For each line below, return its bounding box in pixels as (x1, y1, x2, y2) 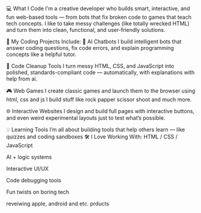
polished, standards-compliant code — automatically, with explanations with (6, 69, 195, 76)
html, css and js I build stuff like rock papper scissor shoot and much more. (6, 96, 192, 103)
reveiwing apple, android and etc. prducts (6, 200, 109, 207)
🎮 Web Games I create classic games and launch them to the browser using (6, 87, 196, 94)
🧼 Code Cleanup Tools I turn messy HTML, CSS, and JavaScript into (6, 63, 175, 69)
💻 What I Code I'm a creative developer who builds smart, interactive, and (6, 5, 190, 12)
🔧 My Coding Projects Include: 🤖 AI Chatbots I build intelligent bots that (6, 38, 182, 45)
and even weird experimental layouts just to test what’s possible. (6, 114, 166, 122)
